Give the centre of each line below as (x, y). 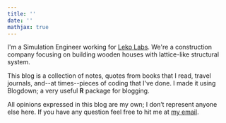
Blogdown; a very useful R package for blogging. (78, 91)
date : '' (20, 20)
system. (19, 62)
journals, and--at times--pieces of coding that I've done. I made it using (112, 83)
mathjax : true (28, 27)
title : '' (22, 14)
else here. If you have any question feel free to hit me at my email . (103, 112)
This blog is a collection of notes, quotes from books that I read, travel (109, 76)
